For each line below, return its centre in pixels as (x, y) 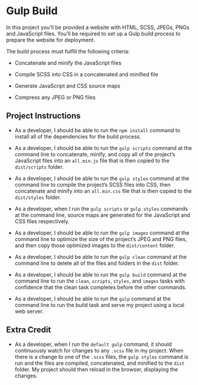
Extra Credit (29, 330)
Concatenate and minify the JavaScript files (68, 63)
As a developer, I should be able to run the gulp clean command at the (101, 256)
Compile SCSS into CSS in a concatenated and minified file (86, 74)
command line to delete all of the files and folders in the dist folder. (97, 263)
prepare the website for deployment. (51, 40)
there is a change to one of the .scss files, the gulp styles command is (101, 357)
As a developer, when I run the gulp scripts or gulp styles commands (101, 208)
